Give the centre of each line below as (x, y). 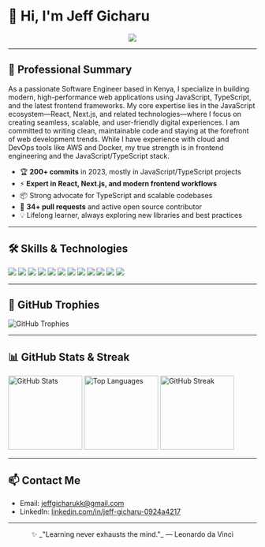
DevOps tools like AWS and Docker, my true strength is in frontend (116, 147)
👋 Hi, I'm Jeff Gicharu (79, 16)
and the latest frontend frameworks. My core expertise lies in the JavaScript (132, 105)
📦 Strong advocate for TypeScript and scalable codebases (116, 195)
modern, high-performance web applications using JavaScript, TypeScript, (130, 97)
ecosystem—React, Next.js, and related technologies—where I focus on (125, 114)
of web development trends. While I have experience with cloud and (119, 139)
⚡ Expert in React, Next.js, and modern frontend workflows (118, 183)
